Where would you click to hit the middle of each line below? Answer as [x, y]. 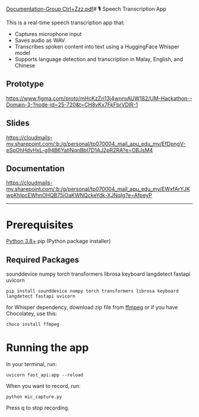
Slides [18, 123]
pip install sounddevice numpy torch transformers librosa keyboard [92, 291]
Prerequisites [40, 225]
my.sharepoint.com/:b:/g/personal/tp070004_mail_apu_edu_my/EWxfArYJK [98, 189]
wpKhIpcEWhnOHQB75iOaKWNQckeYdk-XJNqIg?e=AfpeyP [79, 195]
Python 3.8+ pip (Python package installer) [59, 241]
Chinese [25, 65]
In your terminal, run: [32, 364]
